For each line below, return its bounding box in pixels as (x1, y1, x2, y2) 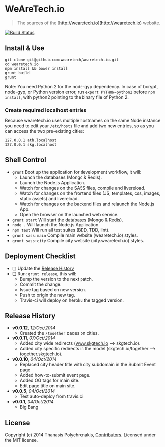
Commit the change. (19, 281, 62, 287)
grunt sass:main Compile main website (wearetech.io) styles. (12, 232, 138, 238)
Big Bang (19, 404, 39, 410)
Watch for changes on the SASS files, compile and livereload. (19, 185, 146, 191)
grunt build (5, 70, 30, 75)
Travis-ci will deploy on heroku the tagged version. (19, 297, 124, 303)
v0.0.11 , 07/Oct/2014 (12, 335, 56, 341)
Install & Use (5, 44, 45, 53)
